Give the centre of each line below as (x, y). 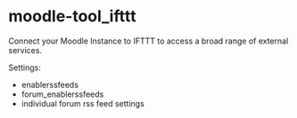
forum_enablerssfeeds (62, 94)
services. (25, 50)
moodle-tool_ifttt (72, 16)
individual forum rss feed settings (82, 103)
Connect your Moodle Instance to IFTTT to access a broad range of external (148, 41)
